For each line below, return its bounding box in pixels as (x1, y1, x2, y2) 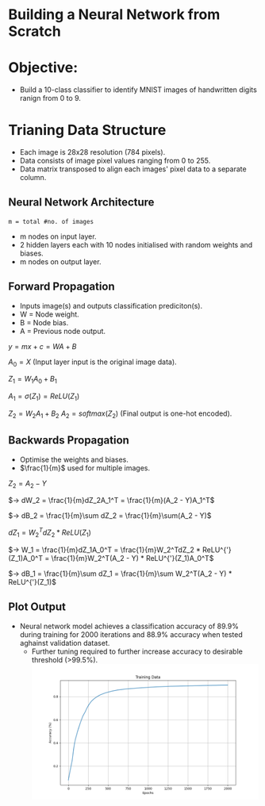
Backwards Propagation (8, 434, 129, 447)
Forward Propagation (8, 280, 115, 294)
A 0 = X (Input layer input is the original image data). (8, 357, 177, 368)
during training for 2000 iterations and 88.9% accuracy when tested (19, 629, 244, 639)
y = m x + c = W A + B (8, 341, 77, 351)
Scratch (8, 22, 61, 40)
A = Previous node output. (19, 326, 106, 336)
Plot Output (8, 601, 66, 614)
